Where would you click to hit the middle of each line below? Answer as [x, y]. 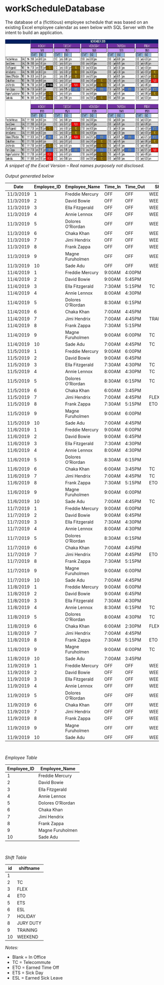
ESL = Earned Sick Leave [37, 978]
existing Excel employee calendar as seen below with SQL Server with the [79, 27]
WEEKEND [28, 936]
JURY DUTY [29, 923]
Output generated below [30, 176]
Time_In [113, 187]
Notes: [12, 948]
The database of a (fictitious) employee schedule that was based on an [77, 22]
